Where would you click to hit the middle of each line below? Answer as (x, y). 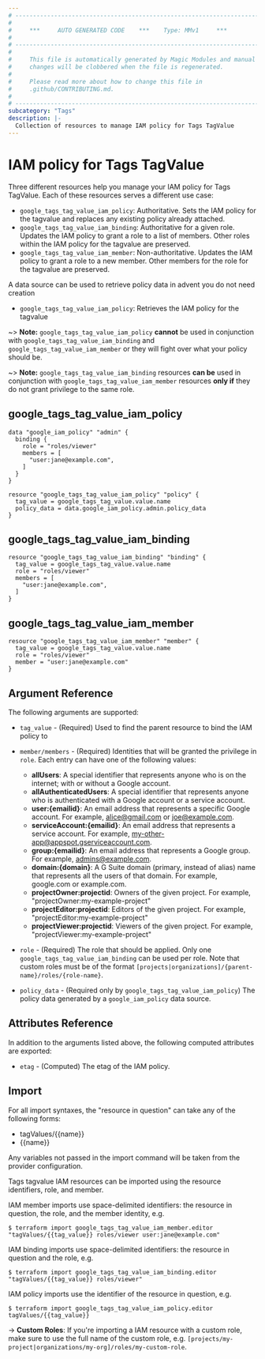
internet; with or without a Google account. (101, 783)
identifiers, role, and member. (56, 1189)
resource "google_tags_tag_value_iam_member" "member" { (104, 642)
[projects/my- (211, 1339)
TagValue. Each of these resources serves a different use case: (111, 195)
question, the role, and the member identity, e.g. (86, 1213)
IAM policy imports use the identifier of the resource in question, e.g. (120, 1293)
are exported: (30, 1051)
